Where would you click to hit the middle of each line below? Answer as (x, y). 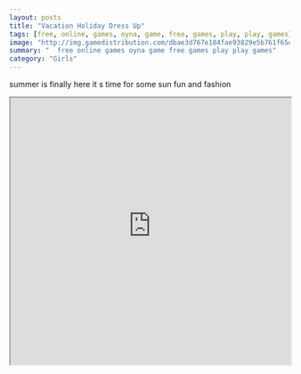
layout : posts (36, 17)
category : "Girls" (43, 59)
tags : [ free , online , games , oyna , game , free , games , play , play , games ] (151, 34)
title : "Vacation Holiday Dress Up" (77, 26)
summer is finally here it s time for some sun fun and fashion (120, 84)
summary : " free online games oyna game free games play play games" (143, 51)
